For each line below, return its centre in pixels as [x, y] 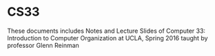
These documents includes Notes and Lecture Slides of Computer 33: [106, 31]
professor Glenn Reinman [43, 45]
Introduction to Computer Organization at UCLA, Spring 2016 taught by [107, 38]
